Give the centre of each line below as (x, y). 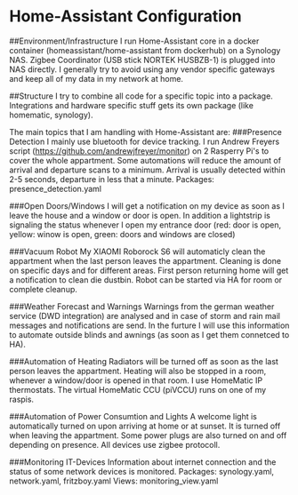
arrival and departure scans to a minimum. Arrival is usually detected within (148, 170)
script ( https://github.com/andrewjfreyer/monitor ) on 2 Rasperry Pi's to (139, 151)
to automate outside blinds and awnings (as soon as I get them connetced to (149, 334)
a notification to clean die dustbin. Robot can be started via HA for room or (146, 279)
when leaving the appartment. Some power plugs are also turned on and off (148, 435)
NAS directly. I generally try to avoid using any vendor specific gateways (142, 69)
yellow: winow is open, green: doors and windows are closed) (122, 234)
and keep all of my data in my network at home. (97, 78)
